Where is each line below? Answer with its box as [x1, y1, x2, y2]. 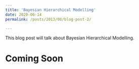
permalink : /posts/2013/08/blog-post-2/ [5, 17, 92, 22]
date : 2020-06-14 [5, 12, 42, 17]
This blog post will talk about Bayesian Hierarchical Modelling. [5, 35, 134, 41]
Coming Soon [5, 52, 63, 64]
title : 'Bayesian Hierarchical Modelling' [5, 7, 96, 13]
